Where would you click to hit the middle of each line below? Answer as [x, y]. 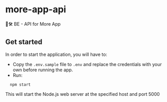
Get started [24, 42]
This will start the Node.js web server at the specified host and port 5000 [82, 94]
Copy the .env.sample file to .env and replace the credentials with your [87, 64]
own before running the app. [43, 70]
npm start [20, 85]
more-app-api [36, 9]
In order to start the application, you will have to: [56, 54]
